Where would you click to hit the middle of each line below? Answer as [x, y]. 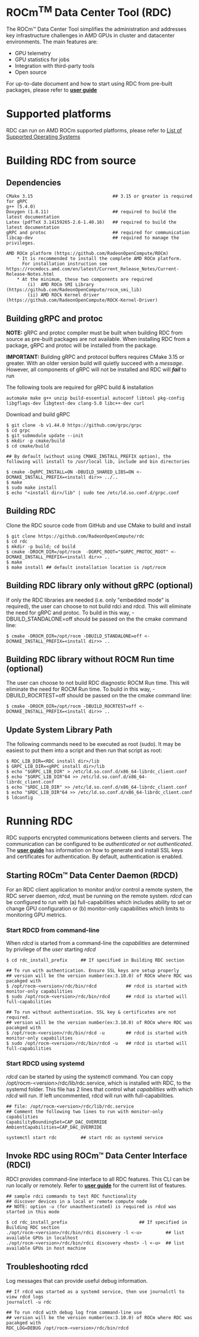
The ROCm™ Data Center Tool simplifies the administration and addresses [97, 29]
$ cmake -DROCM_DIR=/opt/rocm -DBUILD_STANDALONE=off [74, 636]
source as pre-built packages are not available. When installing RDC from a [98, 339]
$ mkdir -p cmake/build [36, 441]
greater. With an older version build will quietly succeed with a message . [95, 364]
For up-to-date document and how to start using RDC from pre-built [89, 84]
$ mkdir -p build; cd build [41, 546]
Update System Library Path [59, 730]
